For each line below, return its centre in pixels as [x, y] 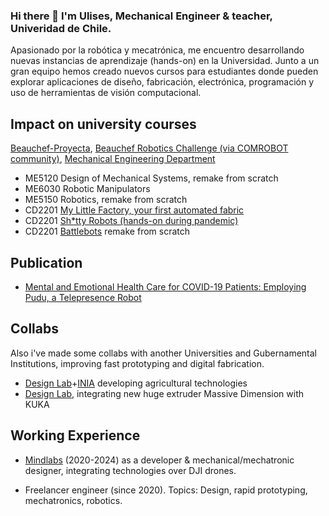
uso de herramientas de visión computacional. [106, 93]
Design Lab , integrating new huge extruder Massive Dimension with [164, 393]
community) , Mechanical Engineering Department [113, 159]
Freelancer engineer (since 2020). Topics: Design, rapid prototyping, [166, 490]
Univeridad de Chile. [61, 28]
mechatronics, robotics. [73, 500]
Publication [46, 262]
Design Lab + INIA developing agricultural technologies [136, 383]
